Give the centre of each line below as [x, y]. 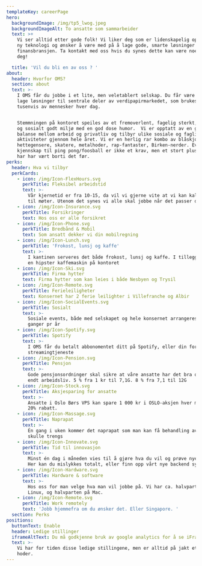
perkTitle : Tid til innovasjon [61, 447]
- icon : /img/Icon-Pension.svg [56, 358]
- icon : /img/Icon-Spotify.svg [56, 330]
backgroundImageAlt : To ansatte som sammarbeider [75, 29]
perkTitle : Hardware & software [63, 475]
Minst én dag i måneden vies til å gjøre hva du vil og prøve [107, 459]
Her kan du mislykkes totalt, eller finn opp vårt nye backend [109, 464]
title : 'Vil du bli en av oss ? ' [55, 67]
